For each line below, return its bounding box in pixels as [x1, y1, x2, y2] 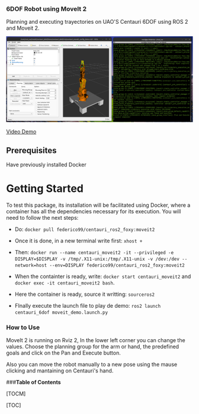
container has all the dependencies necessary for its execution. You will [6, 207, 181, 215]
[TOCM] [6, 390, 26, 397]
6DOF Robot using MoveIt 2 [6, 5, 87, 13]
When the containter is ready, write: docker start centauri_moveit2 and [14, 273, 191, 280]
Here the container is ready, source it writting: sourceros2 [14, 290, 155, 298]
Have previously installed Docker [6, 161, 87, 168]
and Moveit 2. [6, 24, 40, 31]
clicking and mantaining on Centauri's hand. [6, 367, 114, 374]
